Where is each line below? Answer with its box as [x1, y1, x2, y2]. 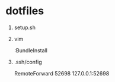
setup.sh [14, 24, 36, 31]
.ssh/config [14, 58, 42, 65]
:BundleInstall [14, 46, 48, 54]
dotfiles [5, 4, 44, 18]
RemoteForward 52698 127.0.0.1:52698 [14, 70, 110, 77]
